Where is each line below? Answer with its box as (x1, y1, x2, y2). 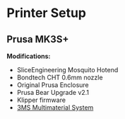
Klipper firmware (16, 96, 66, 104)
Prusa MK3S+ (6, 33, 69, 45)
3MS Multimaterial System (16, 103, 94, 111)
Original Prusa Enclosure (16, 81, 89, 89)
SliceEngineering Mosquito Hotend (16, 66, 119, 74)
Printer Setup (6, 5, 86, 21)
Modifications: (6, 52, 51, 60)
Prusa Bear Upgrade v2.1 (16, 89, 90, 96)
